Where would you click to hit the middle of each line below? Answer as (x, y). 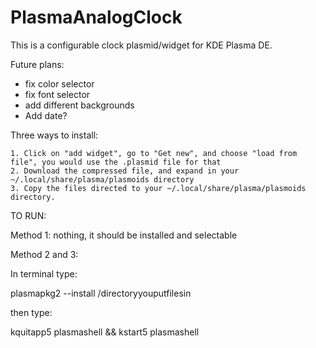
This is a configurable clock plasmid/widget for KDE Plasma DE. (141, 45)
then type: (31, 312)
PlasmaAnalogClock (96, 17)
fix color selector (59, 83)
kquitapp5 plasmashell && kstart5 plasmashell (105, 332)
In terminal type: (44, 273)
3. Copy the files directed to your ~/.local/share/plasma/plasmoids (158, 188)
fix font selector (57, 94)
